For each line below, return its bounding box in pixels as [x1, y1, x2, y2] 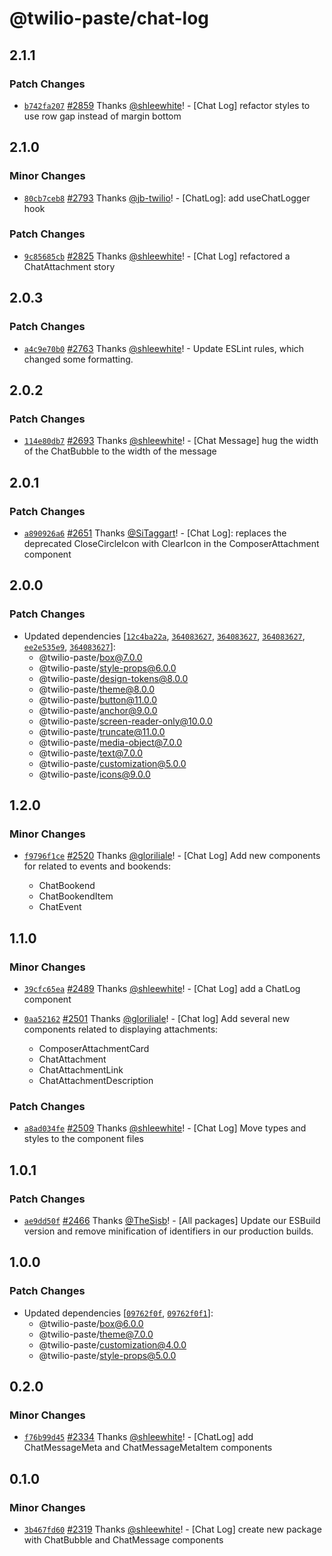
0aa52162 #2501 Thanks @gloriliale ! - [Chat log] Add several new [23, 1012, 291, 1024]
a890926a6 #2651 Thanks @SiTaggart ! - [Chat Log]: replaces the [23, 527, 287, 539]
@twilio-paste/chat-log [9, 7, 209, 30]
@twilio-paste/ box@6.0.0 [38, 1317, 144, 1329]
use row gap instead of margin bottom [23, 110, 182, 122]
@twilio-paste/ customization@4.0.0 [38, 1338, 187, 1351]
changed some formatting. [23, 353, 134, 365]
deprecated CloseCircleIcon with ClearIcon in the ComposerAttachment [23, 537, 320, 549]
